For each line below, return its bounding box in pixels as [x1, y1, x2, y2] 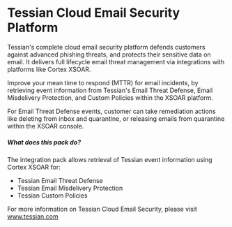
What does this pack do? [7, 138, 82, 146]
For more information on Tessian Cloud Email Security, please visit [7, 205, 197, 213]
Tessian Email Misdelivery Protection [17, 184, 123, 192]
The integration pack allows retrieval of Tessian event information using [7, 155, 212, 163]
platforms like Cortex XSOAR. [7, 65, 91, 73]
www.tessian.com [7, 212, 59, 221]
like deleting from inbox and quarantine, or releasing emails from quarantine [7, 114, 225, 123]
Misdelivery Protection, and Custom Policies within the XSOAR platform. [7, 93, 214, 102]
